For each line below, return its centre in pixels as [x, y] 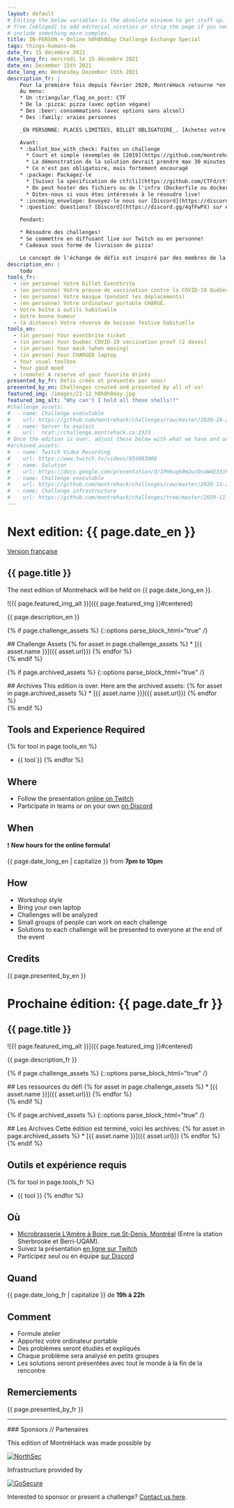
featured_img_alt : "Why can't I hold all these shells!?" [93, 401]
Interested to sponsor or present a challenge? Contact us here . [97, 1497]
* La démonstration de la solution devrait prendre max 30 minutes [126, 162]
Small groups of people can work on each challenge [92, 922]
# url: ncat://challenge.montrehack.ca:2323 [79, 433]
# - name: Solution [37, 465]
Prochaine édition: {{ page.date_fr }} [115, 1003]
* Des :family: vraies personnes [68, 117]
